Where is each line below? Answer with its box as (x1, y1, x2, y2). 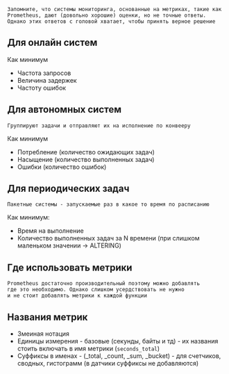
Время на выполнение (17, 227, 85, 235)
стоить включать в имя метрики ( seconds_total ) (17, 344, 160, 353)
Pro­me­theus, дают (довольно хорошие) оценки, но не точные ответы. (7, 12, 207, 19)
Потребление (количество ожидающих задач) (17, 147, 155, 156)
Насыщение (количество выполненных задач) (17, 155, 155, 163)
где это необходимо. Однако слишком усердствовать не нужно (7, 286, 185, 293)
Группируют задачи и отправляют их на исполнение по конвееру (7, 122, 191, 129)
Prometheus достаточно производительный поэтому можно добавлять (7, 280, 200, 287)
